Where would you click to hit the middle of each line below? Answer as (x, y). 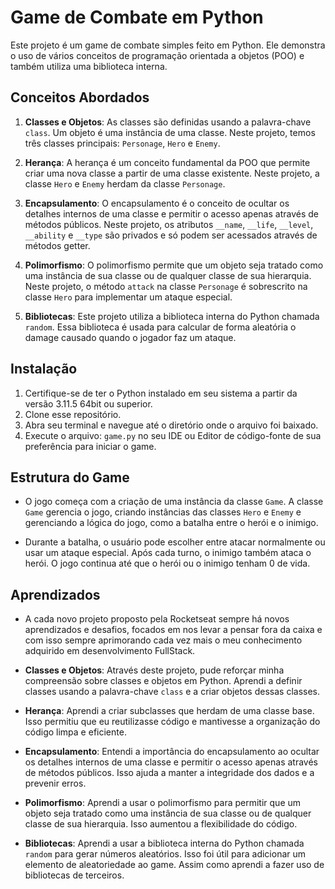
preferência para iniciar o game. (90, 446)
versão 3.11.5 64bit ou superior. (88, 403)
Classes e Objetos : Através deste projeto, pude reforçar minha (154, 670)
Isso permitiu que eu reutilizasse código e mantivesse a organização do (172, 722)
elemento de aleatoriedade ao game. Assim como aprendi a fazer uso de (174, 865)
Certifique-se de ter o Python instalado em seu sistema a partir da (161, 393)
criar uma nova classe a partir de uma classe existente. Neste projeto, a (172, 173)
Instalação (44, 369)
